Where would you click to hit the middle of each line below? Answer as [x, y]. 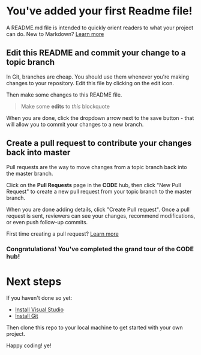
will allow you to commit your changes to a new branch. [75, 124]
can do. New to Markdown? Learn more [55, 34]
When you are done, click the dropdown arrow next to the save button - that [100, 118]
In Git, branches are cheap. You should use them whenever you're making [98, 77]
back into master [38, 153]
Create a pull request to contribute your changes [99, 143]
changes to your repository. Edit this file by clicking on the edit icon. [90, 83]
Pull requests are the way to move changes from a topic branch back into [97, 167]
